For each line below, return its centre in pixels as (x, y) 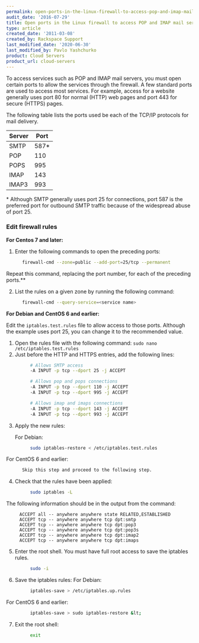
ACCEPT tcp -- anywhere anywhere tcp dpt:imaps (79, 540)
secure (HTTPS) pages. (35, 103)
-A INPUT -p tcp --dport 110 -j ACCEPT (79, 387)
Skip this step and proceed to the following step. (87, 470)
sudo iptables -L (51, 492)
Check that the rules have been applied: (63, 482)
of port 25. (19, 212)
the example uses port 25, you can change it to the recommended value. (95, 331)
